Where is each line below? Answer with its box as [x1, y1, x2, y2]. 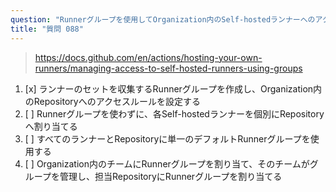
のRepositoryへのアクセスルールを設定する [24, 95, 202, 107]
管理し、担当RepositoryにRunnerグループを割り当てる [59, 170, 283, 182]
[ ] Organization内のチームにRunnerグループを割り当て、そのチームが [24, 157, 310, 170]
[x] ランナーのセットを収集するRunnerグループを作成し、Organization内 [24, 82, 323, 95]
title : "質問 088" [10, 24, 84, 34]
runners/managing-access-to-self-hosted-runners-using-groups [34, 62, 303, 74]
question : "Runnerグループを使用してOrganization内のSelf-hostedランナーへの [10, 14, 316, 25]
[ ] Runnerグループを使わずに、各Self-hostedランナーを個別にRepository [24, 107, 325, 120]
